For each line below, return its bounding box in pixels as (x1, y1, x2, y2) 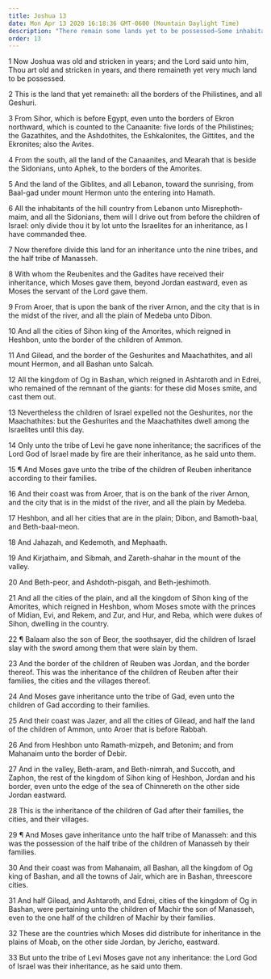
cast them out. (8, 392, 56, 402)
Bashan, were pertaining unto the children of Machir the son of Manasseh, (8, 905, 256, 914)
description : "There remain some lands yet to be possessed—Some (8, 27, 232, 35)
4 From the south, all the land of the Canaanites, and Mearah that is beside (8, 155, 256, 165)
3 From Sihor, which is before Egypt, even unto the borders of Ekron (8, 114, 235, 124)
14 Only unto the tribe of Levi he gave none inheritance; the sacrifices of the (8, 441, 261, 450)
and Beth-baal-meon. (8, 522, 80, 532)
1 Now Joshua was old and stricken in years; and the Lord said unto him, (8, 57, 249, 66)
